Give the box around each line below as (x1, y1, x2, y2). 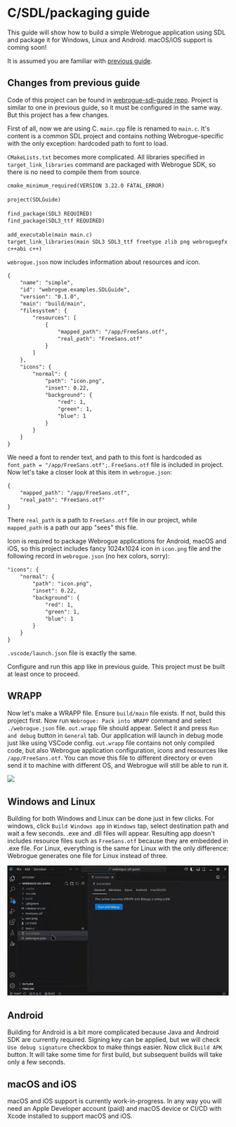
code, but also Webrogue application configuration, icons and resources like (7, 746, 228, 754)
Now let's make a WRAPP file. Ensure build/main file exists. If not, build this (7, 709, 226, 717)
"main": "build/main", (20, 300, 86, 307)
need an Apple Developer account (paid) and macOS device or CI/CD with (7, 1104, 222, 1112)
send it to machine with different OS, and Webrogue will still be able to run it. (7, 760, 229, 770)
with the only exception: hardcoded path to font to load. (7, 139, 169, 147)
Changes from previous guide (7, 77, 140, 89)
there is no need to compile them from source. (7, 167, 142, 176)
